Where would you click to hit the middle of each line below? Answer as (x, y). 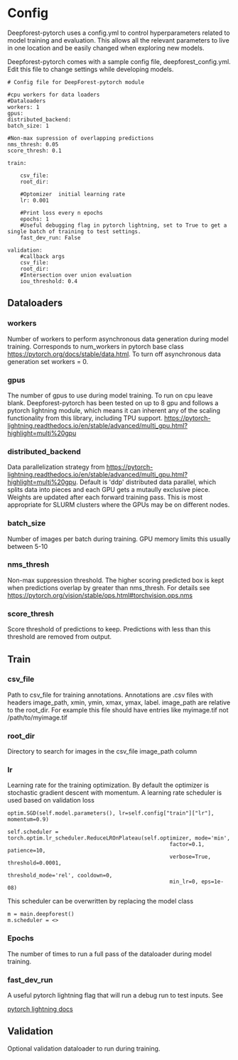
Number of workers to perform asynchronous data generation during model (118, 338)
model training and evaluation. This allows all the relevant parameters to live (118, 40)
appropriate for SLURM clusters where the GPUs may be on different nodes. (119, 505)
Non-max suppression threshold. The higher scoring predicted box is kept (116, 580)
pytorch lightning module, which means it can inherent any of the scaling (114, 410)
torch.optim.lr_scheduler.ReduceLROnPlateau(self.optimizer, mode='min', (119, 838)
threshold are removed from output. (60, 637)
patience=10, (27, 851)
